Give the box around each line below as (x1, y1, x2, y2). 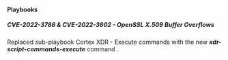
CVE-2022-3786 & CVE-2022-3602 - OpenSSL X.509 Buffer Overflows (7, 21, 215, 29)
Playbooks (7, 5, 38, 13)
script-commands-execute (7, 44, 86, 53)
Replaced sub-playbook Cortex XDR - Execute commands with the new (7, 38, 208, 46)
